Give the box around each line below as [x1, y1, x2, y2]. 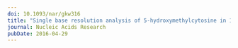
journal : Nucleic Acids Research [7, 23, 106, 30]
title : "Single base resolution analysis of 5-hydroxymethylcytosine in [7, 17, 227, 24]
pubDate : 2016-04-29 [7, 30, 69, 37]
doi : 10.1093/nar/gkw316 [7, 10, 81, 18]
